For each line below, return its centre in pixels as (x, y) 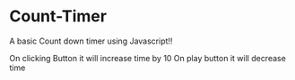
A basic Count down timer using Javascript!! (91, 41)
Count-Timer (58, 16)
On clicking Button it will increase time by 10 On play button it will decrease (148, 58)
